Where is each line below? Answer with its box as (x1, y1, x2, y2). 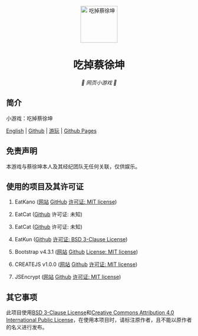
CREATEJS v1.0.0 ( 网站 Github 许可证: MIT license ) (14, 261, 138, 268)
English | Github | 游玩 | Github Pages (6, 127, 97, 134)
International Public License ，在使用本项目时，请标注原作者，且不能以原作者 (6, 317, 192, 324)
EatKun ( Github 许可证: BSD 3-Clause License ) (14, 236, 128, 243)
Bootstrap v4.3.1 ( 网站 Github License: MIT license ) (14, 248, 138, 255)
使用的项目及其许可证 (6, 181, 84, 191)
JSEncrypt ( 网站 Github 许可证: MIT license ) (14, 274, 121, 281)
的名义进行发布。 (6, 324, 48, 331)
